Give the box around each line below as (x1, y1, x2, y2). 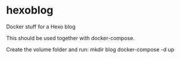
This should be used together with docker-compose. (6, 34, 135, 41)
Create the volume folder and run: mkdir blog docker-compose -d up (6, 45, 175, 53)
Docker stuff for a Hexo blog (6, 23, 76, 30)
